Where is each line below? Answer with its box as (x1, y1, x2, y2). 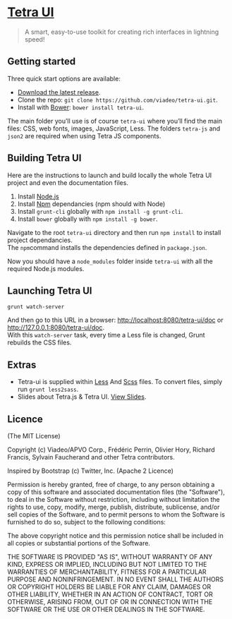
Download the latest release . (17, 88, 101, 96)
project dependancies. (7, 236, 73, 244)
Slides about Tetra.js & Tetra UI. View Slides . (17, 392, 147, 401)
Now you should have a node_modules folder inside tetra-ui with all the (7, 257, 213, 265)
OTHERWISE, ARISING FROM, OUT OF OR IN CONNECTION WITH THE (7, 598, 213, 606)
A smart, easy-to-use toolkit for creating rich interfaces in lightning (24, 28, 219, 36)
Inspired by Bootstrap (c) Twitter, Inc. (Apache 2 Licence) (7, 467, 174, 475)
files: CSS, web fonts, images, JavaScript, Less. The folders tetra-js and (7, 124, 221, 133)
